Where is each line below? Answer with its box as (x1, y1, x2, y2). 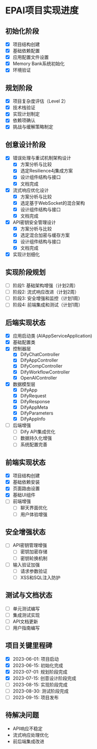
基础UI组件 (12, 492, 36, 498)
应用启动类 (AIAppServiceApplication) (12, 333, 92, 339)
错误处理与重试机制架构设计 (12, 155, 71, 161)
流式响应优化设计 (12, 187, 49, 193)
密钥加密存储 (20, 548, 47, 555)
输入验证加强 (12, 561, 40, 567)
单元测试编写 (12, 605, 40, 612)
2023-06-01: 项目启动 (12, 656, 59, 662)
